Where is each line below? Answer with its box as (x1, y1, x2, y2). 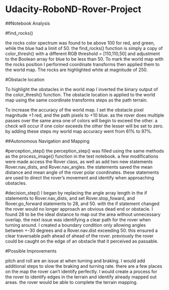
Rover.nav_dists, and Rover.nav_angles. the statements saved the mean (5, 164, 153, 170)
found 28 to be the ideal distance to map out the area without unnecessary (5, 211, 161, 217)
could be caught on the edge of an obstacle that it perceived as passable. (5, 238, 159, 244)
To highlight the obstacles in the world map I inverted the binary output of (5, 86, 158, 92)
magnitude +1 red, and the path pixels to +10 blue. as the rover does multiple (5, 112, 164, 118)
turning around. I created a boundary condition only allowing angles (5, 222, 146, 228)
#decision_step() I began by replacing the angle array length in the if (5, 189, 147, 196)
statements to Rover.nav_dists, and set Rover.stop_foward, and (5, 195, 135, 201)
